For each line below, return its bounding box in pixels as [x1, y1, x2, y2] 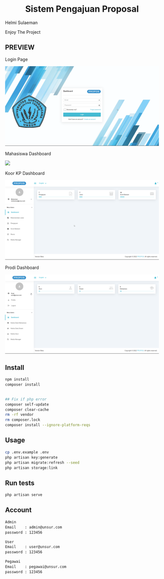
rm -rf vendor [5, 412, 34, 417]
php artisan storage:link [5, 465, 58, 470]
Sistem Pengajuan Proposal [25, 3, 139, 15]
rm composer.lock [5, 417, 41, 422]
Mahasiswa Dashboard [5, 150, 51, 156]
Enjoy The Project [5, 29, 41, 35]
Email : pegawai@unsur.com [5, 564, 67, 569]
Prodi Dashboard [5, 265, 39, 270]
